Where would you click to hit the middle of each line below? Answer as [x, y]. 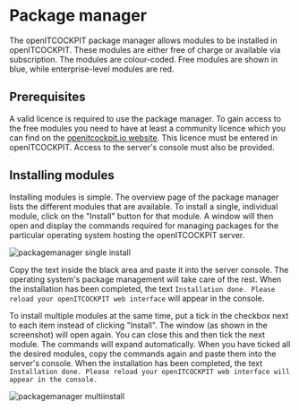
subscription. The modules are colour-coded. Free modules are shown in [144, 59]
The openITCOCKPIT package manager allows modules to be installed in [143, 40]
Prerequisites [47, 97]
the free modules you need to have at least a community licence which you [148, 128]
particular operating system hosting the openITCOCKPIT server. [127, 235]
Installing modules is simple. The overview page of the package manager [144, 197]
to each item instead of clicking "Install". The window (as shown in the [139, 325]
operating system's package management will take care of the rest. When [145, 279]
